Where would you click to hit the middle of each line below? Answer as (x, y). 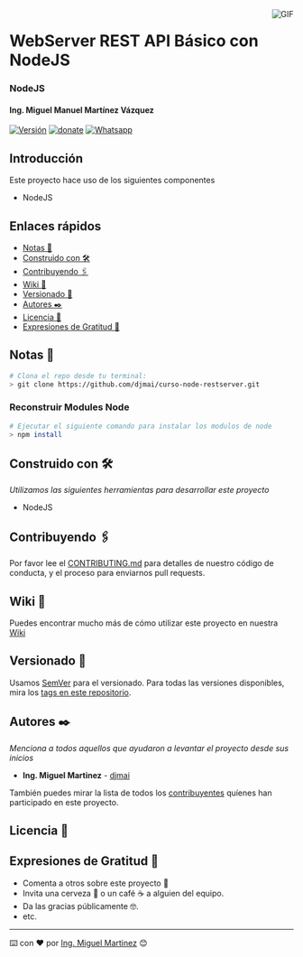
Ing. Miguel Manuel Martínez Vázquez (82, 110)
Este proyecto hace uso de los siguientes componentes (112, 181)
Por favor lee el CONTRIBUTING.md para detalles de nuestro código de (142, 563)
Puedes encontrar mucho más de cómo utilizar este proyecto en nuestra (144, 623)
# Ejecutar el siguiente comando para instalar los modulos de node (141, 426)
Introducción (46, 158)
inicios (22, 757)
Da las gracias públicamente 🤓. (81, 906)
